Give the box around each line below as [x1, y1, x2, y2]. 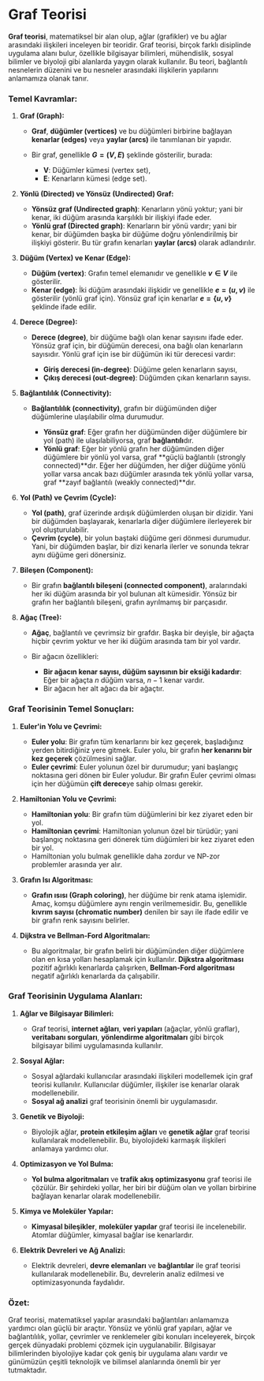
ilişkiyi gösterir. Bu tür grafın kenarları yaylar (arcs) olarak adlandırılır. [31, 238, 256, 248]
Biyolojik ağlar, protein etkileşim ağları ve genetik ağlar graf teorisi [31, 1127, 251, 1136]
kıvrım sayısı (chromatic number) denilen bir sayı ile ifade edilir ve [31, 907, 249, 916]
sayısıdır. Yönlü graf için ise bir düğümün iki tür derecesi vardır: [31, 350, 236, 359]
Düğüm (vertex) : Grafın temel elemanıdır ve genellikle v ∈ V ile [31, 268, 238, 278]
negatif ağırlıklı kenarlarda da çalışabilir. [31, 971, 160, 980]
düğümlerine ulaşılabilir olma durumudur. [31, 412, 164, 421]
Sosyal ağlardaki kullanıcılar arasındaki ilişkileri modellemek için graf [31, 1071, 254, 1080]
